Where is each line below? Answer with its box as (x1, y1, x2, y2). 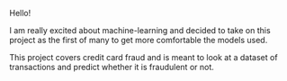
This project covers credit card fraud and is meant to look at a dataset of (9, 52, 278, 62)
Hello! (9, 8, 31, 18)
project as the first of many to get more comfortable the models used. (9, 35, 268, 45)
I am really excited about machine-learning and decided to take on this (9, 25, 272, 35)
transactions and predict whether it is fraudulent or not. (9, 62, 214, 72)
